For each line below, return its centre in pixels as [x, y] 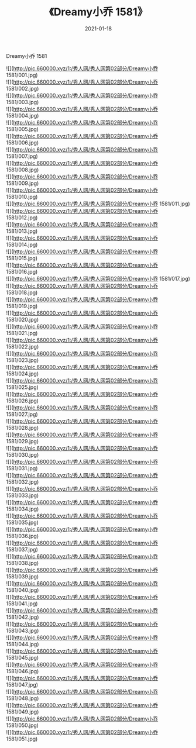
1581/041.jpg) [22, 604]
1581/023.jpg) [23, 360]
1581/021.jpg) [22, 333]
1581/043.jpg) [23, 630]
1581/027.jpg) [22, 414]
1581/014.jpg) [22, 244]
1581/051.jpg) [22, 739]
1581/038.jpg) [23, 563]
